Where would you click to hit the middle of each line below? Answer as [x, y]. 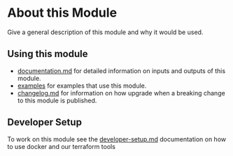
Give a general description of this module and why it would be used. [105, 32]
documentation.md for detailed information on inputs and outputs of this [121, 70]
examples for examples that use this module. [82, 86]
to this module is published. [57, 100]
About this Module [62, 13]
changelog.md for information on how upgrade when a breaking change [121, 93]
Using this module [48, 54]
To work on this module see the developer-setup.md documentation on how [116, 139]
